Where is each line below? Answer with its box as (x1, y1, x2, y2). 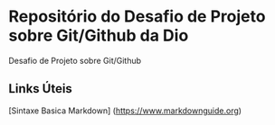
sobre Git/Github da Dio (8, 25, 189, 46)
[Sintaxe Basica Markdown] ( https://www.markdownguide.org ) (8, 105, 242, 116)
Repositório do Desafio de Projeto (8, 6, 266, 27)
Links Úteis (8, 81, 73, 96)
